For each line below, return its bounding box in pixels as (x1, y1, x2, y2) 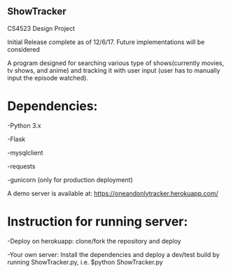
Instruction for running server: (7, 213, 188, 230)
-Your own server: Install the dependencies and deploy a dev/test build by (7, 250, 220, 258)
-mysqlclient (7, 148, 43, 157)
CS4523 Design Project (7, 24, 76, 32)
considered (7, 45, 40, 53)
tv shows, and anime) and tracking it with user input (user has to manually (7, 66, 220, 74)
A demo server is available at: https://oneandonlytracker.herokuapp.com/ (7, 189, 218, 197)
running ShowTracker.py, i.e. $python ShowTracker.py (7, 258, 163, 266)
